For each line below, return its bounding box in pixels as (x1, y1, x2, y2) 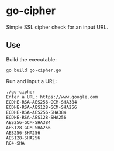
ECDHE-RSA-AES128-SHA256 (6, 114, 67, 121)
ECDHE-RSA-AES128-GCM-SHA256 (6, 104, 77, 110)
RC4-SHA (6, 140, 25, 146)
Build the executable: (6, 56, 57, 63)
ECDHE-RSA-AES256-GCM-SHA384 (6, 99, 77, 105)
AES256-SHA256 (6, 130, 41, 136)
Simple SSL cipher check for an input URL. (6, 23, 109, 30)
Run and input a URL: (6, 77, 57, 84)
